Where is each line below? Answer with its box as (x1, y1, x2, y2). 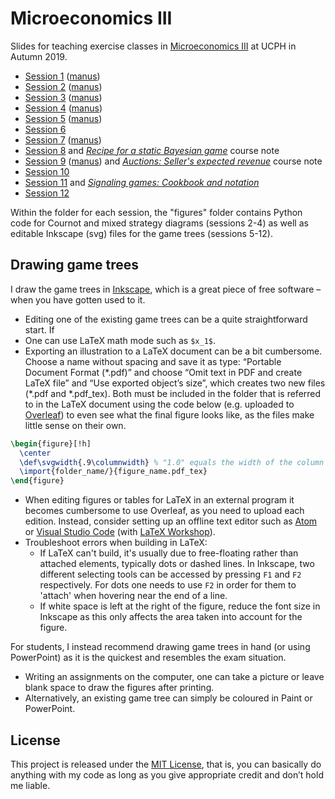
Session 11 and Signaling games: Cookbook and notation (24, 176, 260, 188)
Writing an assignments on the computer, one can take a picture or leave (24, 671, 325, 683)
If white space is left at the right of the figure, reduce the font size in (39, 600, 321, 612)
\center (19, 448, 52, 458)
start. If (24, 323, 55, 336)
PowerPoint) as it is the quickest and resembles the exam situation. (10, 652, 287, 664)
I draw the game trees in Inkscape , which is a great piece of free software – (10, 283, 322, 295)
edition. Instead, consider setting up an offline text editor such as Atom (24, 515, 318, 527)
